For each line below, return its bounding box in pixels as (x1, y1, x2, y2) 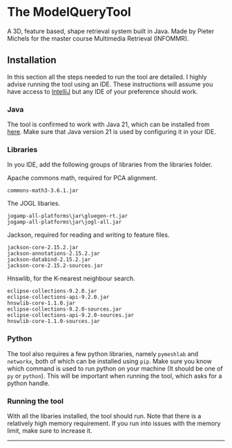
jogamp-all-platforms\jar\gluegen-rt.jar (7, 213, 128, 220)
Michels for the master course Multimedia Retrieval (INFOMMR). (7, 34, 190, 42)
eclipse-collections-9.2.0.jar (7, 288, 97, 295)
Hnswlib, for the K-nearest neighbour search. (7, 274, 136, 283)
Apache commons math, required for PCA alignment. (7, 174, 157, 182)
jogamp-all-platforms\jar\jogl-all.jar (7, 219, 122, 226)
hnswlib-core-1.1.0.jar (7, 300, 76, 307)
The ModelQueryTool (7, 4, 131, 20)
